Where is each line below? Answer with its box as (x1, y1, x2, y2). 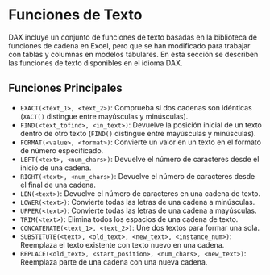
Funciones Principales (8, 81, 123, 95)
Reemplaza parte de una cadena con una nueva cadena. (19, 256, 208, 267)
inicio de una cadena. (19, 163, 92, 173)
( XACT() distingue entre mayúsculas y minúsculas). (19, 111, 189, 121)
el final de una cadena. (19, 180, 97, 190)
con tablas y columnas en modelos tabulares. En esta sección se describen (8, 49, 259, 59)
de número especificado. (19, 145, 104, 155)
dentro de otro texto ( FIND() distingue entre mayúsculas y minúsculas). (19, 128, 256, 138)
